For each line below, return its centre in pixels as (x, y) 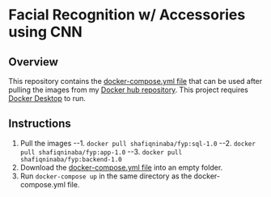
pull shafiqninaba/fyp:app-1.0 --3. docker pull (101, 152)
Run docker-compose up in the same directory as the (106, 176)
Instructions (40, 124)
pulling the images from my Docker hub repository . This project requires (128, 90)
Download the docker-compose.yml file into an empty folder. (121, 167)
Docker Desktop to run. (47, 98)
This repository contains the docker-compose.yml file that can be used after (135, 81)
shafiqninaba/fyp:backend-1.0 (71, 159)
